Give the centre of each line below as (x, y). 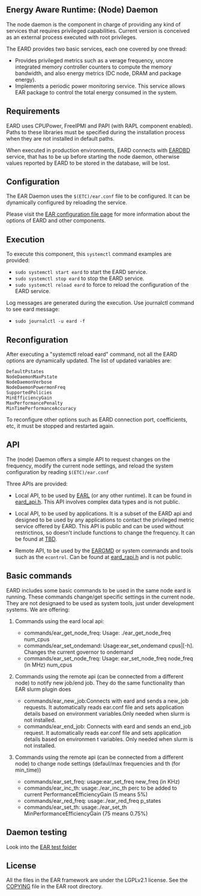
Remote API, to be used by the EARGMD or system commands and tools (104, 550)
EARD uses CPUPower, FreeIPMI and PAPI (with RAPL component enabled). (100, 126)
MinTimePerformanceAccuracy (41, 409)
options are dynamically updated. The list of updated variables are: (89, 361)
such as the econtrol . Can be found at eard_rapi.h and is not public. (99, 557)
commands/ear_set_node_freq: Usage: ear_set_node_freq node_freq (108, 658)
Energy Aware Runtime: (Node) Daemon (82, 10)
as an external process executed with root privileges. (72, 37)
